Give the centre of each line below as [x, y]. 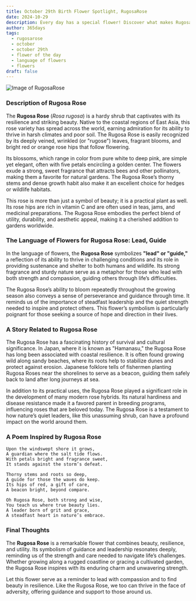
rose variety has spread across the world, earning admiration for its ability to [98, 128]
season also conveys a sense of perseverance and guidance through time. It [98, 295]
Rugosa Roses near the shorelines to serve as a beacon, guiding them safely [98, 373]
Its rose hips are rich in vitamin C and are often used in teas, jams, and [90, 207]
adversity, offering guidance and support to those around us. [79, 592]
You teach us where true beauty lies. [53, 505]
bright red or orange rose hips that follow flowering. [68, 147]
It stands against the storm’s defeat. [55, 464]
